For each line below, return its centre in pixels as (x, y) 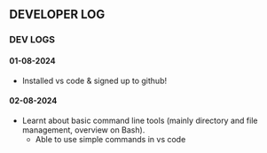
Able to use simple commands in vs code (110, 139)
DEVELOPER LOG (57, 15)
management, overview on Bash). (83, 130)
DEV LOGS (32, 40)
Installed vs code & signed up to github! (94, 80)
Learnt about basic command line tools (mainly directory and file (140, 120)
